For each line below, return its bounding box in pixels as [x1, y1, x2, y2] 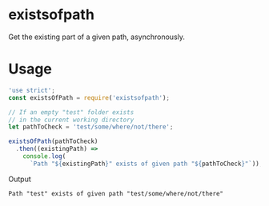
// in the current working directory [8, 116, 134, 124]
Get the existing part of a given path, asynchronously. [8, 32, 186, 42]
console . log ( [22, 153, 66, 160]
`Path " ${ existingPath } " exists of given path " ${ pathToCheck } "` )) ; [29, 160, 263, 168]
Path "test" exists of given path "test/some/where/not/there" [8, 189, 224, 197]
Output [8, 174, 31, 184]
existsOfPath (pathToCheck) [8, 137, 98, 145]
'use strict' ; [8, 86, 56, 94]
